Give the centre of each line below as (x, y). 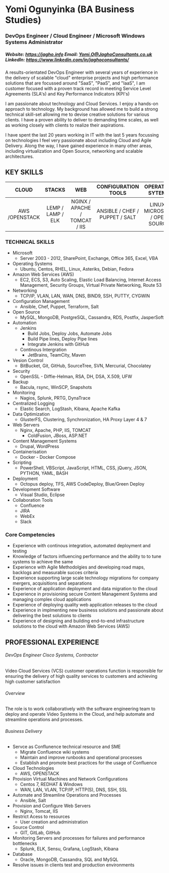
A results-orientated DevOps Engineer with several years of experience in (81, 72)
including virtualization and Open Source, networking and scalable (74, 151)
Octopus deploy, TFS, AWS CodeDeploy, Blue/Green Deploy (82, 484)
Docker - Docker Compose (48, 457)
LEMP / (55, 207)
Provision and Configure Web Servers (52, 806)
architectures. (20, 157)
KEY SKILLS (24, 172)
